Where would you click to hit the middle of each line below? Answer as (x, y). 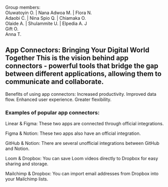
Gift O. (12, 29)
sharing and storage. (27, 164)
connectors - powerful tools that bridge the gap (82, 66)
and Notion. (17, 148)
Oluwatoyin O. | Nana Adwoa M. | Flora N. (49, 13)
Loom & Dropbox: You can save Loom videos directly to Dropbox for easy (82, 159)
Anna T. (13, 34)
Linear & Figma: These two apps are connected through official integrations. (85, 124)
